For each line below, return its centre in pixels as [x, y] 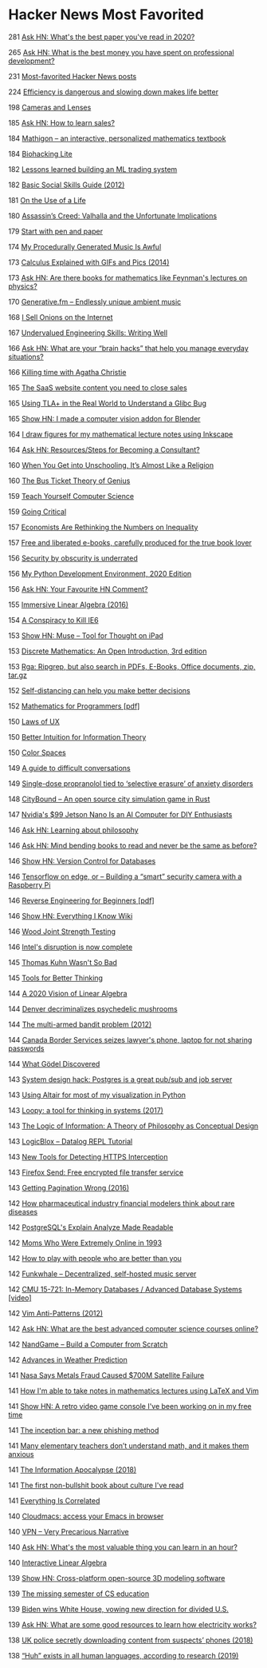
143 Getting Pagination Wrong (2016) [69, 1187]
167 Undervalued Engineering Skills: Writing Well [88, 333]
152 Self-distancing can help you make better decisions [99, 690]
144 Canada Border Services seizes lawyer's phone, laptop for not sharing [130, 1040]
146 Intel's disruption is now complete [71, 947]
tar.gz [18, 675]
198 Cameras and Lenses [50, 107]
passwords [26, 1048]
